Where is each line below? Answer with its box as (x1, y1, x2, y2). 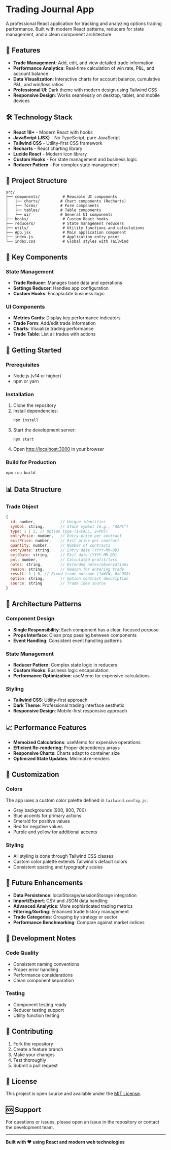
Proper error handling (13, 966, 59, 973)
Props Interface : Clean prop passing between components (13, 632, 137, 638)
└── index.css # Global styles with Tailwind (6, 239, 129, 244)
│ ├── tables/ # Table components (6, 208, 101, 213)
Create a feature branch (13, 1046, 63, 1052)
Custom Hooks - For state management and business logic (13, 156, 138, 162)
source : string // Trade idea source (10, 581, 106, 586)
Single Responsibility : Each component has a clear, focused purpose (13, 626, 159, 633)
